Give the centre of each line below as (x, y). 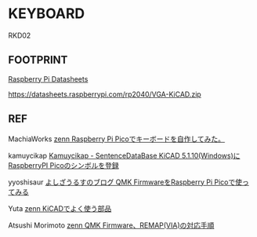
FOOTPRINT (38, 60)
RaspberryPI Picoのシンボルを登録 (63, 165)
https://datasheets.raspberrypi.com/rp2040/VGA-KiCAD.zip (105, 94)
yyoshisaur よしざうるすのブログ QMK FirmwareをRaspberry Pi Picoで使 (125, 182)
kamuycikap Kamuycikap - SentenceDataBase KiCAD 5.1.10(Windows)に (124, 155)
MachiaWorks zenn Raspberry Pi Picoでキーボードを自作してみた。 (117, 139)
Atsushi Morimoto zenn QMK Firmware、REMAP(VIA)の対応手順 (111, 225)
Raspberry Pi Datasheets (48, 78)
